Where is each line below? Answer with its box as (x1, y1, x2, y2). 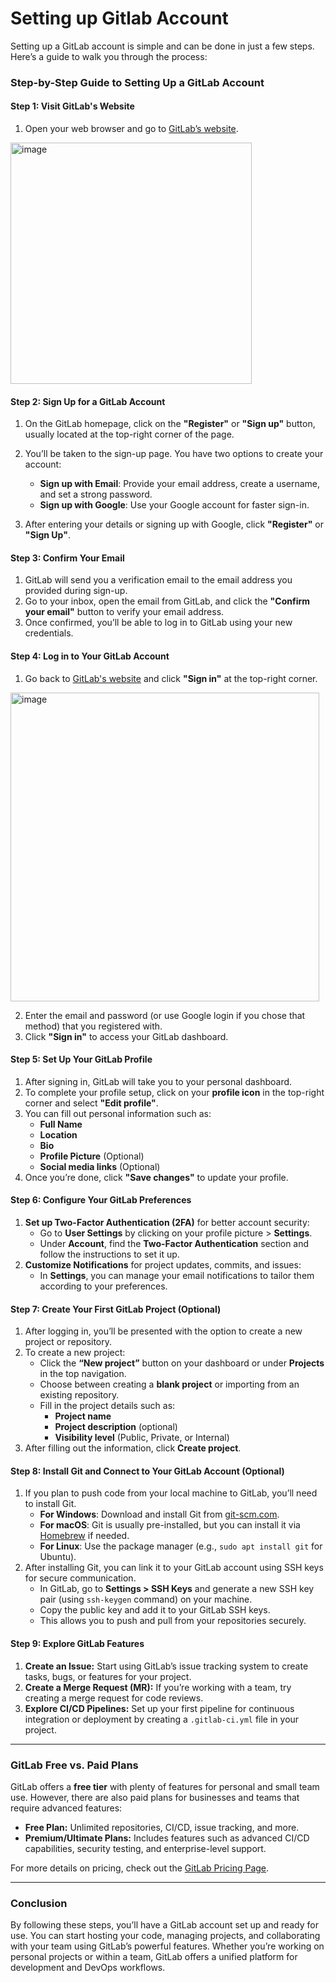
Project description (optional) (54, 1421, 178, 1433)
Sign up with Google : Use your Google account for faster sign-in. (39, 499, 310, 511)
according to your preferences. (39, 1280, 168, 1292)
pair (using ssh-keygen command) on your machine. (39, 1593, 253, 1606)
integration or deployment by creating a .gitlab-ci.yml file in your (24, 1713, 300, 1725)
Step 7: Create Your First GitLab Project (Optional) (10, 1303, 222, 1315)
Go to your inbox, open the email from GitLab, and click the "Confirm (24, 595, 311, 607)
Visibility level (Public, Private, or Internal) (54, 1432, 230, 1444)
